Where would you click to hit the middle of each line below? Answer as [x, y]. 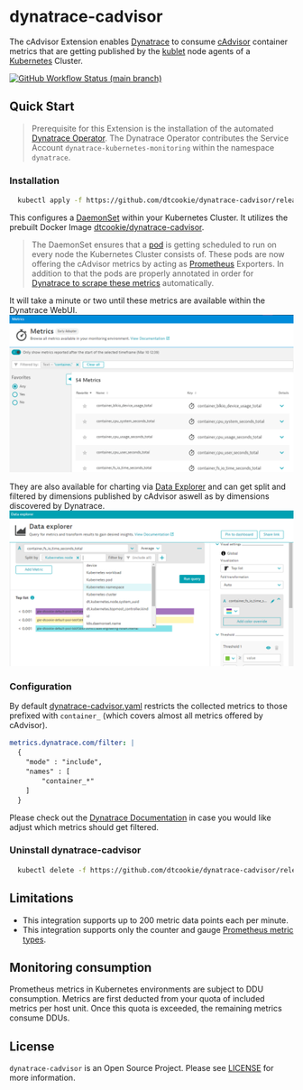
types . [34, 939]
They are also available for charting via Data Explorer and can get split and [148, 486]
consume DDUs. [40, 1018]
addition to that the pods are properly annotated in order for [142, 273]
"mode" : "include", [64, 762]
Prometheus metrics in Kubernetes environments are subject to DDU [137, 989]
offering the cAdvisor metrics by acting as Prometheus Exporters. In [157, 263]
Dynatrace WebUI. [43, 309]
